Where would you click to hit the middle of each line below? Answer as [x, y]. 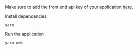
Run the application [24, 34]
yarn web [14, 43]
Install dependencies [26, 16]
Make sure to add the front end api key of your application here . [69, 7]
